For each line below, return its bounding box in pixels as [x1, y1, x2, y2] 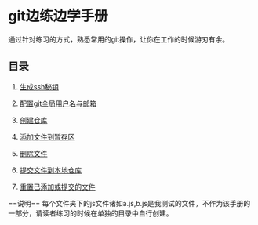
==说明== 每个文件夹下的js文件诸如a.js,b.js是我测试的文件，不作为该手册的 [8, 198, 251, 208]
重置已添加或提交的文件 [19, 182, 96, 191]
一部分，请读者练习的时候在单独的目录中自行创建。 [8, 209, 173, 218]
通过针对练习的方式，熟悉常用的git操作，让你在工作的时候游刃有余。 [8, 34, 230, 44]
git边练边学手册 [8, 7, 108, 25]
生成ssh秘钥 [19, 82, 59, 91]
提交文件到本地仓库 [19, 165, 82, 175]
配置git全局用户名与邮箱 [19, 99, 97, 108]
